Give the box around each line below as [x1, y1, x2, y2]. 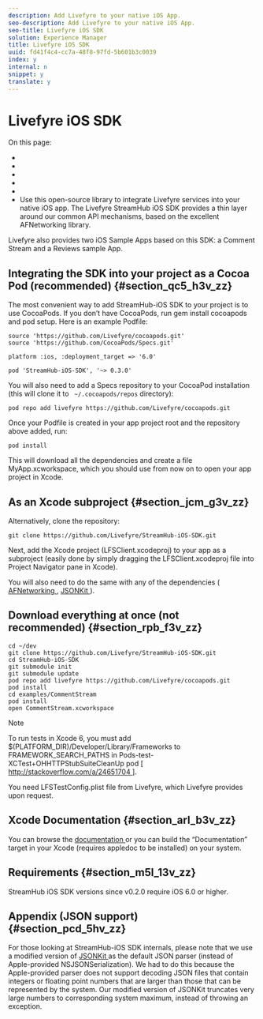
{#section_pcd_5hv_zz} [8, 922, 126, 935]
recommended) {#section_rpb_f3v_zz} [8, 621, 203, 634]
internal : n [8, 63, 47, 71]
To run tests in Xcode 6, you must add [8, 733, 131, 743]
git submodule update [8, 669, 80, 678]
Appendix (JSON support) [8, 909, 139, 923]
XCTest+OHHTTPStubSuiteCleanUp [8, 758, 124, 768]
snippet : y [8, 70, 44, 78]
